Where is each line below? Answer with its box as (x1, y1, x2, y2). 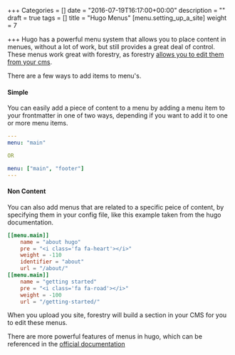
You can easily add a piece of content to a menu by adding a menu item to (7, 103, 226, 113)
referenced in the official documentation (7, 340, 126, 349)
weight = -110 (20, 252, 62, 259)
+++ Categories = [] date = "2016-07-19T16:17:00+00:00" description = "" (7, 6, 226, 14)
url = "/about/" (20, 265, 69, 272)
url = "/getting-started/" (20, 298, 100, 305)
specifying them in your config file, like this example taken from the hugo (7, 210, 221, 219)
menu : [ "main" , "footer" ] (7, 165, 84, 172)
